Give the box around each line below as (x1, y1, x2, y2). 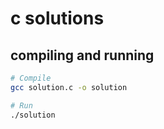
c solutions (10, 7, 105, 30)
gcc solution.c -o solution (10, 82, 128, 92)
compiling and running (10, 47, 155, 64)
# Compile (10, 73, 52, 83)
